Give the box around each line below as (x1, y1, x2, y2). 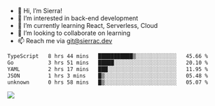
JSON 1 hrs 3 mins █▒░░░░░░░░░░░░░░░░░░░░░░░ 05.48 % (7, 72, 209, 79)
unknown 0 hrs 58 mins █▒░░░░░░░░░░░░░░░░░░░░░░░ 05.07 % (7, 79, 209, 86)
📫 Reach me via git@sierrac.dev (17, 37, 113, 45)
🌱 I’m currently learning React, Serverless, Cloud (17, 22, 158, 29)
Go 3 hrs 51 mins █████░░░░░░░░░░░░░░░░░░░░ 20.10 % (7, 59, 209, 66)
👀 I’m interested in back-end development (17, 14, 139, 22)
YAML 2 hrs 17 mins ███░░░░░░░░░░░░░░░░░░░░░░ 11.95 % (7, 66, 209, 73)
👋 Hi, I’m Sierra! (17, 7, 63, 15)
